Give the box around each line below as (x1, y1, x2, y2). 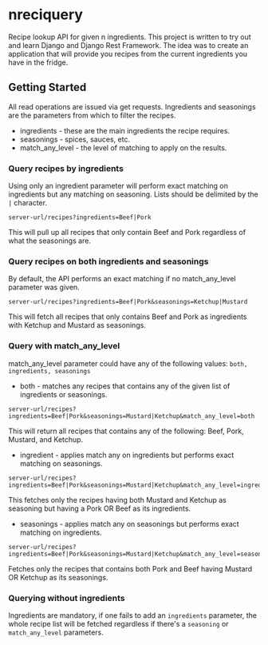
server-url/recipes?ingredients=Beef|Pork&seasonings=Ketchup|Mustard (8, 298, 248, 306)
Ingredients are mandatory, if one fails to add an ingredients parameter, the (8, 610, 258, 620)
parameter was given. (8, 282, 80, 293)
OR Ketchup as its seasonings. (8, 572, 108, 582)
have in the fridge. (8, 58, 69, 67)
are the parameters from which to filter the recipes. (8, 110, 176, 120)
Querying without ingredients (8, 592, 125, 603)
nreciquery (8, 6, 84, 24)
